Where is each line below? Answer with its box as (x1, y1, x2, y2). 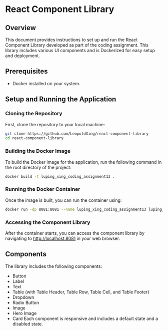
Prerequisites (5, 67, 48, 76)
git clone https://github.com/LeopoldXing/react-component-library (5, 131, 149, 136)
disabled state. (12, 320, 43, 326)
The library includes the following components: (5, 263, 102, 269)
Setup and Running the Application (5, 95, 116, 104)
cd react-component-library (5, 136, 64, 141)
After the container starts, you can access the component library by (5, 230, 145, 236)
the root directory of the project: (5, 164, 71, 170)
